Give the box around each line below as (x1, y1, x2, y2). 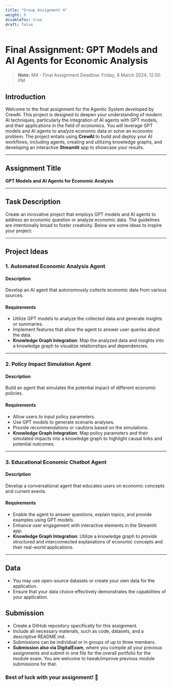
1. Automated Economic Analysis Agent (5, 262, 106, 270)
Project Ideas (5, 248, 49, 256)
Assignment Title (5, 164, 61, 173)
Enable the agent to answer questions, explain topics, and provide (12, 512, 152, 517)
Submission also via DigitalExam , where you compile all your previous (12, 644, 162, 650)
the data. (12, 332, 32, 338)
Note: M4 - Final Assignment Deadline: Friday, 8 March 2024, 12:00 (17, 72, 161, 78)
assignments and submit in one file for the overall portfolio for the (12, 649, 151, 656)
